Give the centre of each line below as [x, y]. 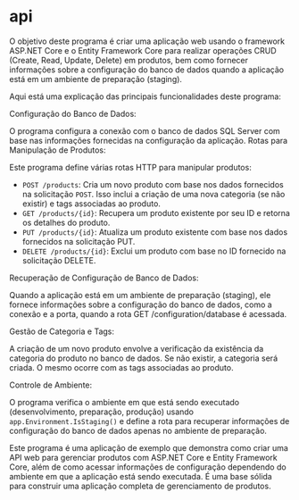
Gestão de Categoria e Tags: [62, 331]
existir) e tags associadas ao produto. [91, 204]
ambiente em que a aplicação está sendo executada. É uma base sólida [141, 476]
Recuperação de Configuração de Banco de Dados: [104, 278]
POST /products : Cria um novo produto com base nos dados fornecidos [153, 184]
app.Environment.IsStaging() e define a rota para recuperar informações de [149, 421]
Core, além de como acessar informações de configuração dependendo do [148, 467]
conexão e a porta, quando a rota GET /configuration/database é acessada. [148, 313]
